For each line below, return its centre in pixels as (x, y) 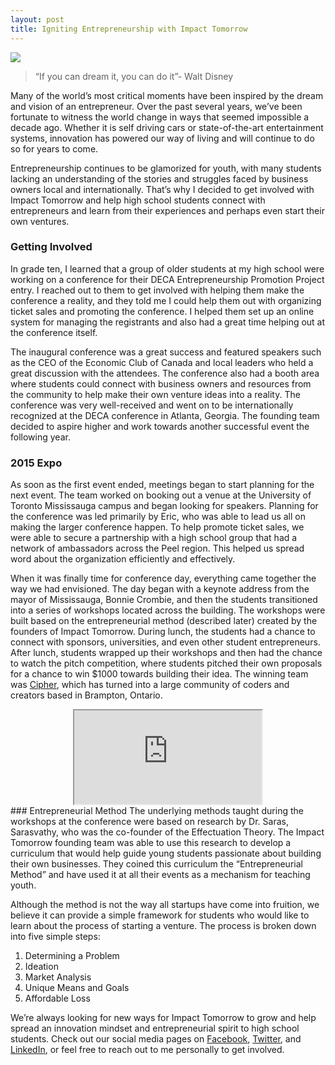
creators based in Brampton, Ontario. (86, 695)
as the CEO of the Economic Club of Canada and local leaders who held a (162, 362)
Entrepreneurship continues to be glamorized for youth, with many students (166, 168)
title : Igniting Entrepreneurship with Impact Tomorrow (129, 29)
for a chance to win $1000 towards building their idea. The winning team (159, 674)
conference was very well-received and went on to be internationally (152, 405)
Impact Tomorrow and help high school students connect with (138, 200)
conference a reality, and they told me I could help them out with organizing (166, 300)
